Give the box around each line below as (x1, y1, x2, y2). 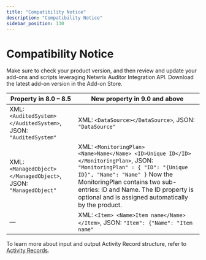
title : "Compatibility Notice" (6, 9, 86, 15)
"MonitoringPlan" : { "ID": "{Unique (78, 164, 188, 171)
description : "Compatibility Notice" (6, 15, 103, 21)
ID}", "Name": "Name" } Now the (78, 170, 174, 178)
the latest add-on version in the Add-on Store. (6, 80, 123, 88)
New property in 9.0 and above (91, 94, 184, 103)
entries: (78, 185, 100, 194)
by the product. (78, 201, 123, 209)
